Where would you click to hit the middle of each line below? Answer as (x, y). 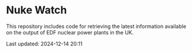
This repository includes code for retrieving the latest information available (96, 26)
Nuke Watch (37, 10)
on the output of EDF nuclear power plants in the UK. (70, 32)
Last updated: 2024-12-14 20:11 (44, 44)
